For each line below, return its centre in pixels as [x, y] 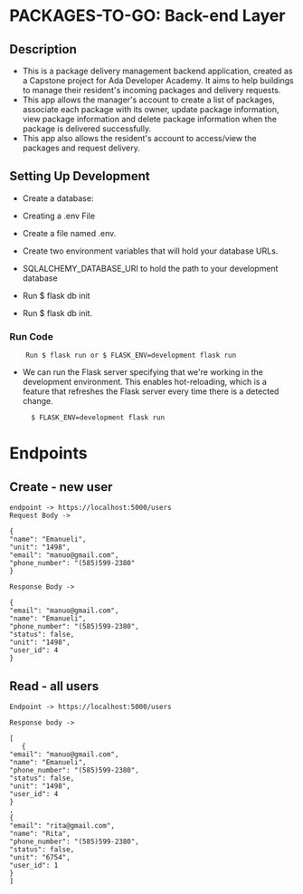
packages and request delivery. [81, 148]
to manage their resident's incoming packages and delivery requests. [151, 90]
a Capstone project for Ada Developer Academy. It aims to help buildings [158, 81]
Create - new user [61, 487]
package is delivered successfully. [87, 129]
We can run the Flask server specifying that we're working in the [143, 372]
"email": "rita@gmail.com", [62, 825]
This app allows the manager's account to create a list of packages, [149, 100]
